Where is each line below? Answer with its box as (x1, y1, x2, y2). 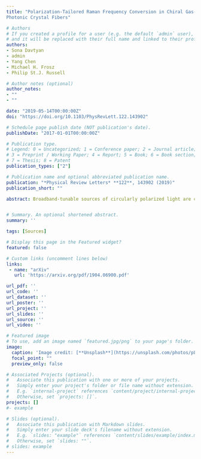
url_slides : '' (6, 311, 44, 317)
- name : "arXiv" (8, 267, 50, 273)
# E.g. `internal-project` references (6, 388, 109, 394)
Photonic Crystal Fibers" (6, 14, 71, 20)
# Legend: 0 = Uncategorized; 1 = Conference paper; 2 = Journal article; (6, 146, 197, 153)
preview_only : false (11, 361, 63, 367)
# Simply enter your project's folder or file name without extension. (6, 383, 194, 389)
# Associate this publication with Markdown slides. (6, 421, 146, 427)
